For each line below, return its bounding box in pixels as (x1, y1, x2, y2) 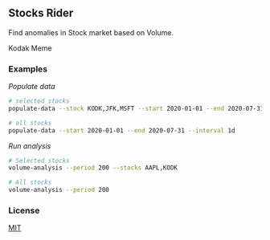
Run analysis (8, 140, 51, 151)
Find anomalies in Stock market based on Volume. (8, 27, 174, 37)
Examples (8, 63, 48, 75)
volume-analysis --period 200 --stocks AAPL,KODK (8, 164, 178, 172)
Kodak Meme (8, 43, 52, 53)
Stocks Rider (8, 6, 74, 20)
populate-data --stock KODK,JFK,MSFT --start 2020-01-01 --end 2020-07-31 (8, 104, 264, 112)
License (8, 205, 40, 216)
